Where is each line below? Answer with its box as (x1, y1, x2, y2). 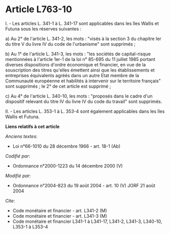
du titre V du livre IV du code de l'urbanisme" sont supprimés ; (5, 41, 136, 47)
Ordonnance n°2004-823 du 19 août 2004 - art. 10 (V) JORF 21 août (12, 182, 156, 188)
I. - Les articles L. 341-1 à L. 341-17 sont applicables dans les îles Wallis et (5, 20, 159, 26)
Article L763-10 (5, 4, 73, 15)
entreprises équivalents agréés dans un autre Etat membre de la (5, 72, 140, 78)
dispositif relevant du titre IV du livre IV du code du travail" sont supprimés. (5, 98, 162, 105)
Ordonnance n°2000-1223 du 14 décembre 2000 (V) (12, 162, 123, 169)
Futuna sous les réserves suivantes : (5, 25, 82, 31)
